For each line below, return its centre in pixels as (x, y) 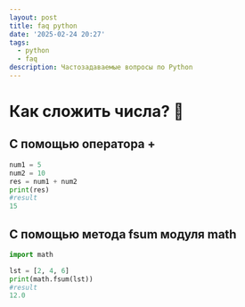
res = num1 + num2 (43, 181)
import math (31, 254)
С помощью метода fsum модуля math (123, 234)
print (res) (29, 190)
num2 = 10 (28, 173)
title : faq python (43, 26)
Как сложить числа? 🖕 (97, 112)
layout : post (33, 17)
